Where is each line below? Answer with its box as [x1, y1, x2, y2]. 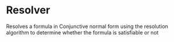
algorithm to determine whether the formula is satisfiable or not [6, 29, 159, 36]
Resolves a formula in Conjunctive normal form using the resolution [6, 23, 169, 30]
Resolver [6, 3, 50, 17]
